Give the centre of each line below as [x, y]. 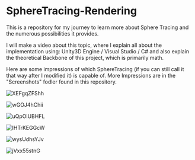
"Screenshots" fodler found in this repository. [61, 82]
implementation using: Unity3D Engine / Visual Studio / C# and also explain [98, 51]
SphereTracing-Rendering [72, 11]
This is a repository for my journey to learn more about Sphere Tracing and [97, 27]
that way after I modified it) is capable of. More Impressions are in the [91, 75]
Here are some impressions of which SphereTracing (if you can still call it [95, 69]
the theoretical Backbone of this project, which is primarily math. [85, 57]
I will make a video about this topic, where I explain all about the [84, 45]
